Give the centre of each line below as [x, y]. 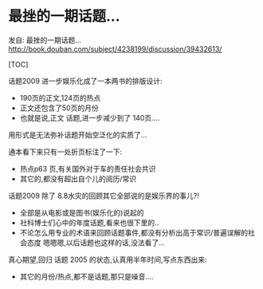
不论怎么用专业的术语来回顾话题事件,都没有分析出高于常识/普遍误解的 [134, 232]
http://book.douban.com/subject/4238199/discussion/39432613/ [115, 49]
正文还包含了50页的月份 [59, 108]
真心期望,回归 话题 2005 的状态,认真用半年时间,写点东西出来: [108, 259]
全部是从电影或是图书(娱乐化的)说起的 [82, 212]
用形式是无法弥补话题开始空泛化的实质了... [78, 135]
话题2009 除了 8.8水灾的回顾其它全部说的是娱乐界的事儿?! [104, 196]
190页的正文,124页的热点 [60, 97]
